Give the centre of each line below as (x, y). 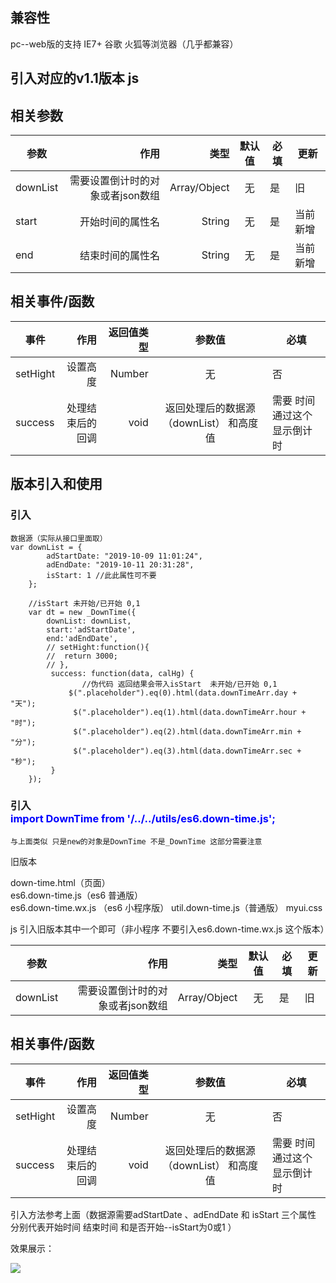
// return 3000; (82, 656)
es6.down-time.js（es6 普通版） (77, 895)
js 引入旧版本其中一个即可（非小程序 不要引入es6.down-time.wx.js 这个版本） (170, 929)
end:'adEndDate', (82, 638)
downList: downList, (89, 621)
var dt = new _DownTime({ (82, 612)
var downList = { (46, 547)
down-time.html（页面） (60, 882)
